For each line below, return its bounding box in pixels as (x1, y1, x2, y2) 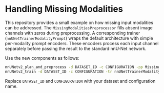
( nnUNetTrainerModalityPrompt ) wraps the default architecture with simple (5, 35, 153, 41)
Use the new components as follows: (5, 55, 80, 61)
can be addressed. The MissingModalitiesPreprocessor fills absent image (5, 24, 153, 30)
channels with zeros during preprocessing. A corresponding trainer (5, 30, 140, 36)
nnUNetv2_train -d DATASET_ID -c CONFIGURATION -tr (5, 69, 112, 74)
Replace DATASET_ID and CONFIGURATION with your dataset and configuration (5, 78, 156, 84)
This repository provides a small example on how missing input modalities (5, 20, 154, 25)
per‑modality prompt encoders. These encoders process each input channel (5, 40, 159, 46)
